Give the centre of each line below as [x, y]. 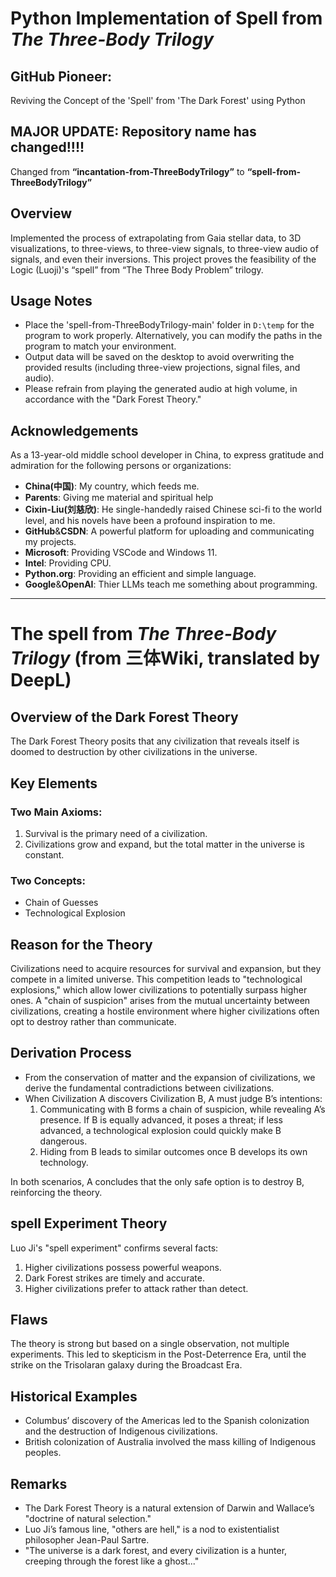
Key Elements [54, 783]
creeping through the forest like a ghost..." [112, 1561]
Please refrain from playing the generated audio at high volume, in [161, 389]
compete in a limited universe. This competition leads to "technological [156, 979]
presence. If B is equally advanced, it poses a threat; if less [161, 1119]
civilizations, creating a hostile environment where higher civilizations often [165, 1011]
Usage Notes [51, 301]
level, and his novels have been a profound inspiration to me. [150, 521]
